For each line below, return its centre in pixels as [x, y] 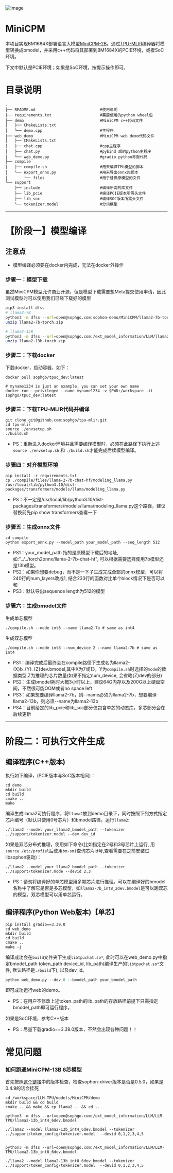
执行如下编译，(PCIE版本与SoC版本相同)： [50, 775]
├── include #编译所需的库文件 [74, 188]
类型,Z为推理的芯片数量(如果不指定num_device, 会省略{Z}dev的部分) [90, 675]
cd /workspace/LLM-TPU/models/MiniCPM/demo [53, 1098]
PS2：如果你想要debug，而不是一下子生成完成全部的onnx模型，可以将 [88, 572]
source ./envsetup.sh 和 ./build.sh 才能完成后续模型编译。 [76, 450]
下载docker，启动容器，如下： [38, 367]
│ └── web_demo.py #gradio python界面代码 [76, 157]
